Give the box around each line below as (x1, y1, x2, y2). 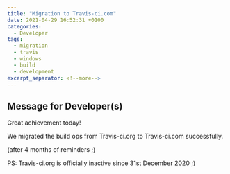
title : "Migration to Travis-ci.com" (7, 10, 117, 17)
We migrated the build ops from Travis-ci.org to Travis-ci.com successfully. (7, 132, 224, 141)
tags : (7, 36, 23, 43)
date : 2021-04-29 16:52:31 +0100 (7, 17, 104, 24)
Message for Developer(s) (7, 100, 123, 112)
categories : (7, 23, 42, 30)
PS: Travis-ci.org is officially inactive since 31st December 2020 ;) (7, 159, 196, 167)
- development (13, 68, 54, 75)
